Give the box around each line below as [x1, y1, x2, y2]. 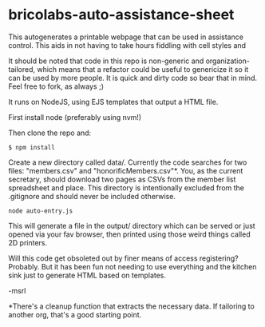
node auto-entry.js [8, 206, 73, 215]
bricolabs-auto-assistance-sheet [8, 6, 235, 24]
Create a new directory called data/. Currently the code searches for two [8, 158, 247, 167]
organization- [205, 56, 250, 66]
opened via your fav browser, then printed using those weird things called [8, 229, 251, 239]
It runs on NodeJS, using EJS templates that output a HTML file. [8, 97, 219, 106]
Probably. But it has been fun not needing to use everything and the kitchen [8, 261, 257, 271]
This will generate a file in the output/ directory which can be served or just [8, 221, 255, 230]
